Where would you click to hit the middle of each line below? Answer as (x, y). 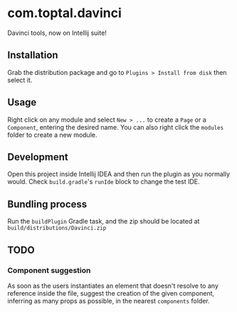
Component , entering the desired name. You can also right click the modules (116, 127)
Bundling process (47, 204)
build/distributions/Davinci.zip (57, 228)
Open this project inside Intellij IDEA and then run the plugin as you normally (118, 174)
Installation (33, 55)
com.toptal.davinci (65, 13)
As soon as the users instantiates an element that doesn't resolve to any (113, 286)
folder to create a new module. (52, 135)
